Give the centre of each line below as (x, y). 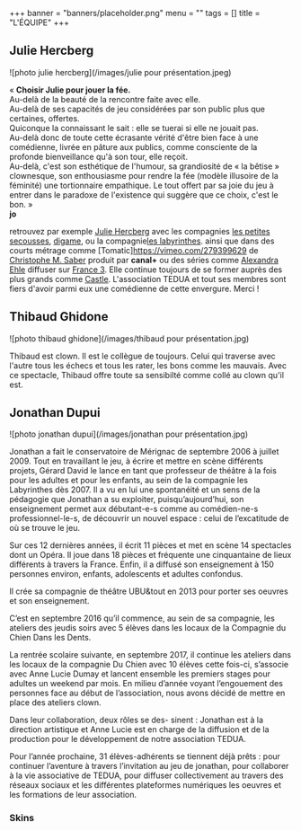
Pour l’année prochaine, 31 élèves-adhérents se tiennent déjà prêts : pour (145, 756)
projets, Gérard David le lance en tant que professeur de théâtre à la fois (143, 471)
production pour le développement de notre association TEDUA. (128, 739)
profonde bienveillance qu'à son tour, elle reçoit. (99, 156)
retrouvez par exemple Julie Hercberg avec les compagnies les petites (140, 231)
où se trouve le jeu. (45, 528)
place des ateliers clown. (55, 703)
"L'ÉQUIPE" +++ (40, 22)
